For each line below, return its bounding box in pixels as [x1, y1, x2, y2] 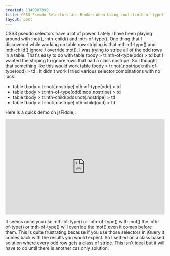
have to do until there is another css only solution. [5, 245, 109, 251]
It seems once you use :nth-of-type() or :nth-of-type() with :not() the [5, 219, 148, 225]
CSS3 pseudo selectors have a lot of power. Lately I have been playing [5, 31, 153, 37]
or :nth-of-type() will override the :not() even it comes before [25, 224, 152, 230]
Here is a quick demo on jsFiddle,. [5, 109, 76, 115]
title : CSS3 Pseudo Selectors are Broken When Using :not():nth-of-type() [5, 12, 166, 17]
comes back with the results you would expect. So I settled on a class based [5, 235, 164, 241]
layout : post [5, 17, 33, 22]
